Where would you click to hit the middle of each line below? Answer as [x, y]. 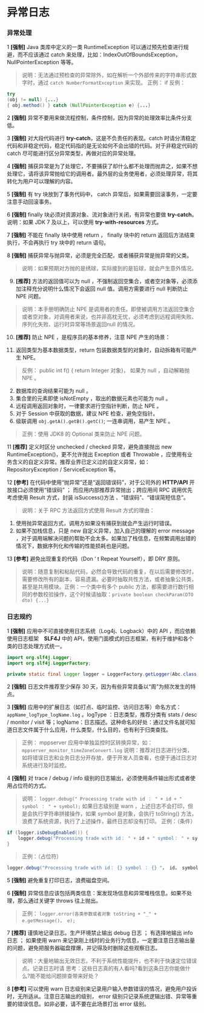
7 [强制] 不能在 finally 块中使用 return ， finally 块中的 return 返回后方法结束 [101, 235]
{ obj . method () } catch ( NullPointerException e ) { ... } [79, 106]
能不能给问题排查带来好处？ [64, 975]
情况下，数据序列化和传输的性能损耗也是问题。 [74, 546]
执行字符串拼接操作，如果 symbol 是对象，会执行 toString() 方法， [115, 814]
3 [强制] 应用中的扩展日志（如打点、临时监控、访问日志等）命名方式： [94, 707]
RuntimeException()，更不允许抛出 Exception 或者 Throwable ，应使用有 [97, 454]
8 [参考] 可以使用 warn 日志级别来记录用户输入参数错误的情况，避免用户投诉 [102, 988]
